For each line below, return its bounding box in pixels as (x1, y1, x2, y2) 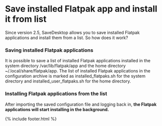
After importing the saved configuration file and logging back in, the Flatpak (5, 101, 157, 107)
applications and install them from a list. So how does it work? (5, 35, 128, 41)
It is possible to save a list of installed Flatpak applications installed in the (5, 58, 151, 64)
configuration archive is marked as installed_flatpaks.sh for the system (5, 73, 146, 79)
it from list (5, 14, 47, 25)
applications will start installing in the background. (5, 106, 109, 112)
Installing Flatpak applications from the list (5, 90, 107, 97)
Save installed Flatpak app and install (5, 3, 158, 14)
